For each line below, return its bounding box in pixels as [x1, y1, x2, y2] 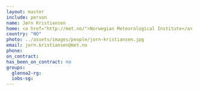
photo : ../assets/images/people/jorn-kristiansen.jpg [6, 37, 145, 43]
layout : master [6, 8, 45, 15]
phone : [6, 48, 23, 54]
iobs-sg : [11, 75, 34, 81]
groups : [6, 64, 26, 71]
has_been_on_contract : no [6, 59, 71, 65]
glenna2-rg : [11, 70, 42, 76]
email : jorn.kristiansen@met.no [6, 43, 87, 48]
